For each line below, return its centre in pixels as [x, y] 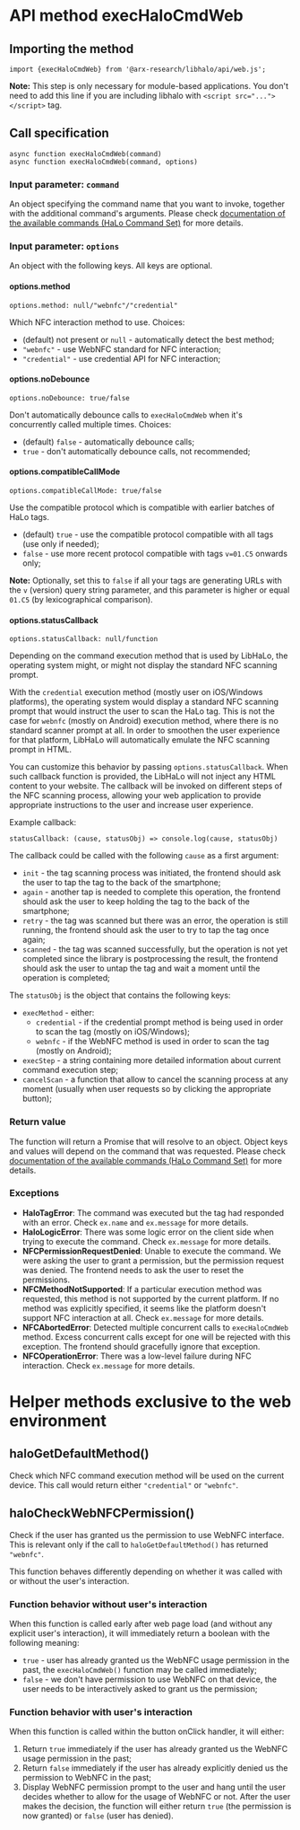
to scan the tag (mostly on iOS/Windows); [113, 1032]
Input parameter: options [64, 246]
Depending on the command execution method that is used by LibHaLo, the [149, 655]
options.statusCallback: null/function [84, 639]
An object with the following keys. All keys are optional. [111, 266]
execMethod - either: [58, 1013]
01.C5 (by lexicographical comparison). [81, 600]
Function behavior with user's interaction [101, 1711]
